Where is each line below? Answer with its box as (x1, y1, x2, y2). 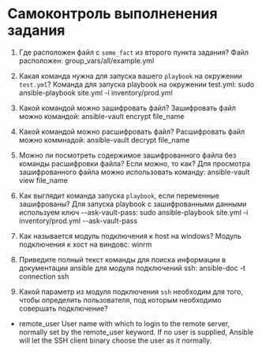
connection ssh (18, 271, 69, 281)
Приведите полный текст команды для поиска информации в (18, 255, 226, 264)
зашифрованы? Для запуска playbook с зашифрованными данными (18, 199, 247, 209)
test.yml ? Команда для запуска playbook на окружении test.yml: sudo (18, 80, 255, 89)
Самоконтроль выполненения (7, 5, 218, 23)
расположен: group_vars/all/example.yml (18, 56, 155, 65)
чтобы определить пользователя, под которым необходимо (18, 295, 222, 304)
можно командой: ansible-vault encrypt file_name (18, 111, 185, 121)
